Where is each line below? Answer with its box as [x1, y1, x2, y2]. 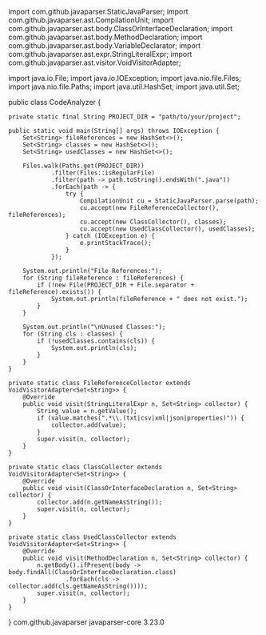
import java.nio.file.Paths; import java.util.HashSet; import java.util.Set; [8, 82, 240, 91]
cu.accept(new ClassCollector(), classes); [79, 218, 227, 226]
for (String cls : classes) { [22, 330, 124, 338]
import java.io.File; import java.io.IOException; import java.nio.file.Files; [8, 74, 241, 82]
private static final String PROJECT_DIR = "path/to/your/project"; [8, 113, 241, 121]
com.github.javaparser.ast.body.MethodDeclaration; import [8, 32, 203, 42]
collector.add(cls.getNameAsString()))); [8, 582, 149, 590]
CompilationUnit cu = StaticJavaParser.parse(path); [79, 197, 260, 205]
